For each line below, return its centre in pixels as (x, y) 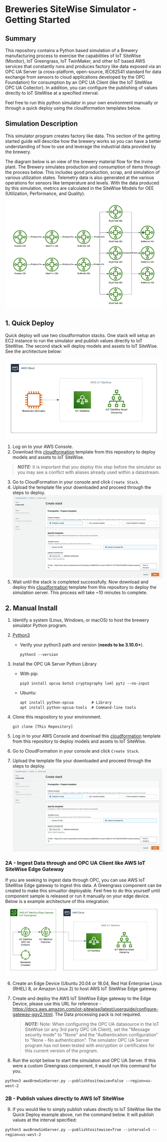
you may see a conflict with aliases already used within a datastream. (89, 473)
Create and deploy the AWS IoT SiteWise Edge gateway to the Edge (82, 998)
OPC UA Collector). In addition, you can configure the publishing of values (82, 88)
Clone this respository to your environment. (57, 717)
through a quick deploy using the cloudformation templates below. (73, 108)
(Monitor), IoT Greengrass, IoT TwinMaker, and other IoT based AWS (75, 61)
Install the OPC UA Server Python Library (55, 664)
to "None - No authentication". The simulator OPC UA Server (87, 1040)
